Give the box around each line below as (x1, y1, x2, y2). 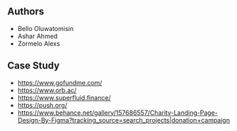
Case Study (7, 60, 60, 72)
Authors (7, 6, 45, 18)
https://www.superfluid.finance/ (17, 93, 111, 101)
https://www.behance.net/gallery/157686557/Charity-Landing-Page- (17, 108, 218, 117)
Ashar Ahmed (17, 32, 58, 40)
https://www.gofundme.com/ (17, 78, 103, 87)
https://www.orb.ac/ (17, 86, 77, 94)
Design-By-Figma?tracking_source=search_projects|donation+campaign (17, 116, 230, 124)
